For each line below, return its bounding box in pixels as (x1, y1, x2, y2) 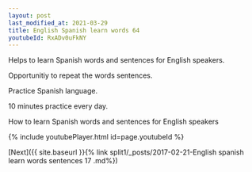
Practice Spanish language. (8, 86, 97, 96)
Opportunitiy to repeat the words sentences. (8, 71, 153, 80)
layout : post (8, 11, 52, 20)
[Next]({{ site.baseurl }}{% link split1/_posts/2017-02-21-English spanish (8, 147, 244, 157)
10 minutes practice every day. (8, 101, 109, 111)
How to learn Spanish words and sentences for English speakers (8, 117, 220, 127)
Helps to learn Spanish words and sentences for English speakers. (8, 55, 225, 65)
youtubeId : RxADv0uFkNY (8, 33, 87, 42)
